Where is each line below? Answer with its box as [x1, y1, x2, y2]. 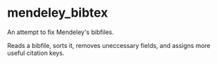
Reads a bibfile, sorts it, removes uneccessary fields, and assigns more [7, 41, 211, 49]
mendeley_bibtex [7, 5, 108, 21]
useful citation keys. [7, 49, 64, 57]
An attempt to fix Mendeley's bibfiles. [7, 28, 114, 36]
